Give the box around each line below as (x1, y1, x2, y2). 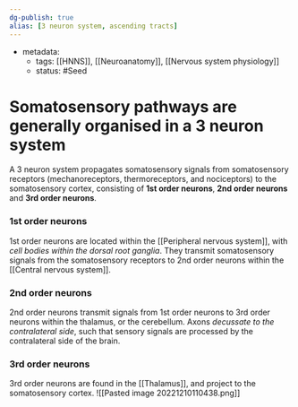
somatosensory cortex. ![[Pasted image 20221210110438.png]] (9, 387, 241, 399)
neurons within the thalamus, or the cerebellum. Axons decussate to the (9, 316, 275, 327)
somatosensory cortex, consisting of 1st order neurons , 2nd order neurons (9, 183, 288, 194)
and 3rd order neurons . (9, 193, 97, 203)
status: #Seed (35, 65, 88, 76)
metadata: (21, 46, 60, 56)
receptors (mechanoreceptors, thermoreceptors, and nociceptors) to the (9, 174, 277, 185)
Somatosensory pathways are (9, 96, 237, 117)
